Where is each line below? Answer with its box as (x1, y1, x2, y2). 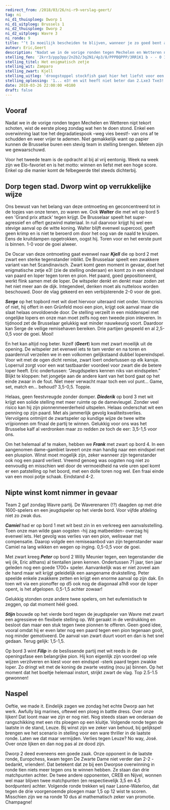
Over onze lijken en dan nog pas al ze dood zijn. (5, 741, 105, 747)
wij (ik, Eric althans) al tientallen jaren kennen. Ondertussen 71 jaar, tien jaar (5, 559, 162, 565)
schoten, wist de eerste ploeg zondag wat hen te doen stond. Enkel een (5, 125, 155, 131)
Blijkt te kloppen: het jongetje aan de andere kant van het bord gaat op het (5, 373, 160, 379)
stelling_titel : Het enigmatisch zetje (5, 59, 90, 64)
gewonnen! (5, 675, 29, 681)
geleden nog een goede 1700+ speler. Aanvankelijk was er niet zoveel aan (5, 564, 160, 571)
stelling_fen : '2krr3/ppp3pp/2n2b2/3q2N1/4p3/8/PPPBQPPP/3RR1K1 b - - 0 (5, 54, 162, 60)
